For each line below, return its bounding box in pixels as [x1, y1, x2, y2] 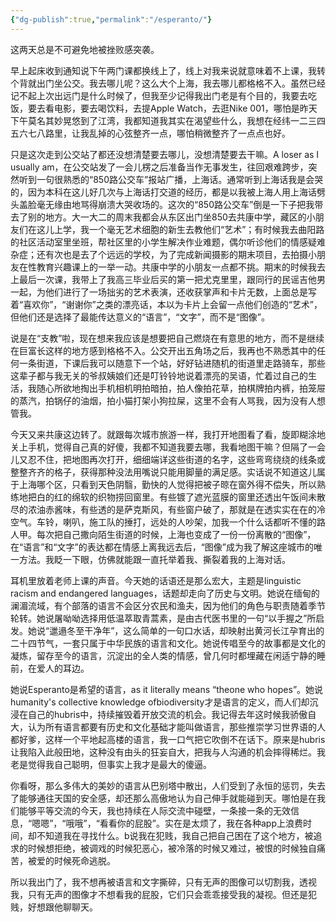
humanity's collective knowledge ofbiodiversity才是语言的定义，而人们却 [10, 696, 310, 708]
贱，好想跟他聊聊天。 [10, 901, 98, 913]
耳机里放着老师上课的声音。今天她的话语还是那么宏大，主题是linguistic [10, 574, 302, 586]
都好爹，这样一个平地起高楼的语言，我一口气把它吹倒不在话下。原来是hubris [10, 733, 326, 745]
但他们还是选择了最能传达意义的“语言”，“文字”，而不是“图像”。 [10, 311, 270, 323]
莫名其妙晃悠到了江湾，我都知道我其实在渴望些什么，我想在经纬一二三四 [27, 114, 326, 126]
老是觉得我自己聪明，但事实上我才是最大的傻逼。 [10, 758, 212, 770]
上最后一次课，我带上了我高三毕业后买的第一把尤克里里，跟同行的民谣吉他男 [10, 273, 326, 285]
